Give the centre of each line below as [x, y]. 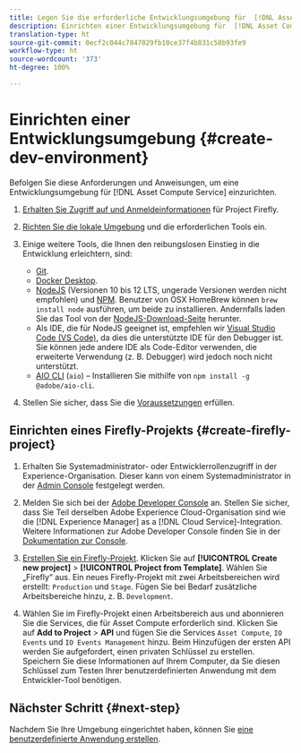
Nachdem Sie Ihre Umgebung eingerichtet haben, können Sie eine [131, 730]
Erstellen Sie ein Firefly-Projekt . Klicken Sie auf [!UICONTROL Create [150, 558]
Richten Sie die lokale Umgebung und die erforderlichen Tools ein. [144, 227]
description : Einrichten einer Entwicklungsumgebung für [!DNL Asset [144, 26]
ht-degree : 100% [39, 68]
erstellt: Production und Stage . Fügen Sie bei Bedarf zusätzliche [139, 586]
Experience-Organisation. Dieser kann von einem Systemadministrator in [156, 475]
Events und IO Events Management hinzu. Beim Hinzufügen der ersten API [156, 642]
